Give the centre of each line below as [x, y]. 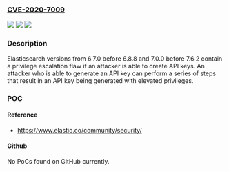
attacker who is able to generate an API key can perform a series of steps [111, 73]
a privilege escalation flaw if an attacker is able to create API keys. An [106, 66]
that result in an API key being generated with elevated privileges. [100, 80]
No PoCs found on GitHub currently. [58, 161]
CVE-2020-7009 [36, 10]
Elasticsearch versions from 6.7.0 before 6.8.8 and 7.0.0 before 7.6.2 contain [115, 58]
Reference [22, 115]
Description [27, 44]
